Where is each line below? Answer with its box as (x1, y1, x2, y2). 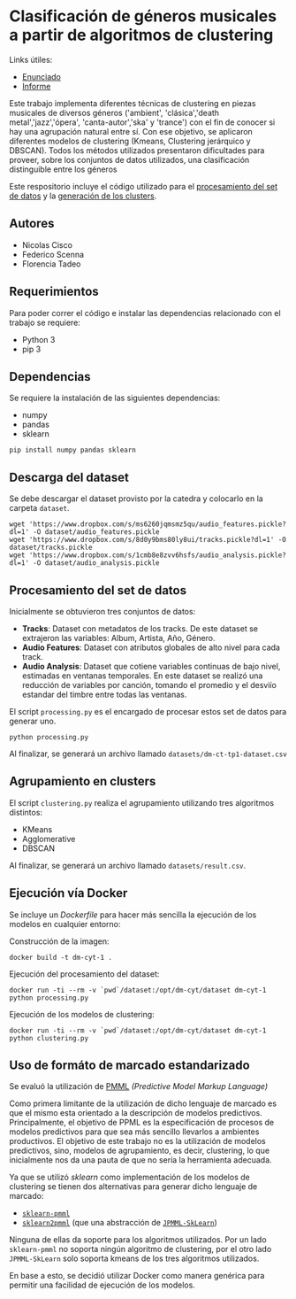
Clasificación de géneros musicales (9, 6, 277, 27)
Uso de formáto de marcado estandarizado (9, 1058, 250, 1073)
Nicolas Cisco (21, 239, 73, 250)
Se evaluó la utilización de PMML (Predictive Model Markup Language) (9, 1081, 269, 1092)
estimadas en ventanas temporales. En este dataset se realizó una (21, 670, 263, 681)
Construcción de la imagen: (9, 936, 110, 947)
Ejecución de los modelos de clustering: (9, 1009, 155, 1019)
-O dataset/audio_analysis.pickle (32, 559, 161, 568)
